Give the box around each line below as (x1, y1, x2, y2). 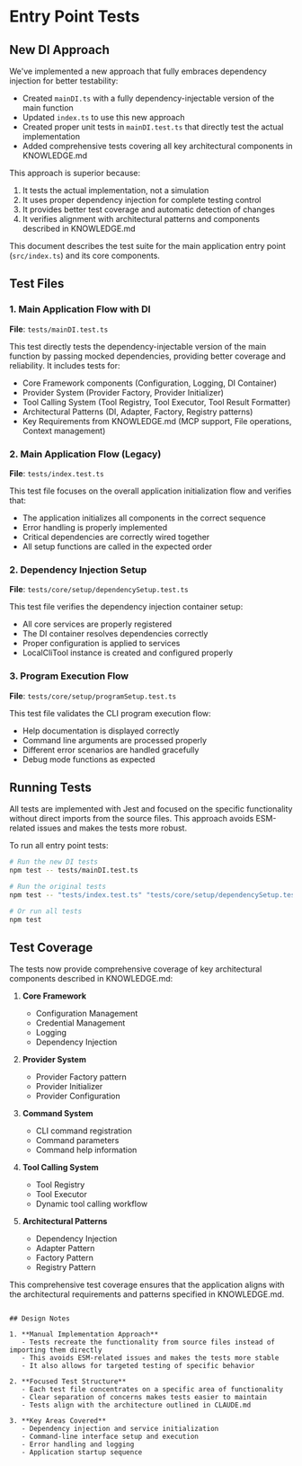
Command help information (35, 1144, 138, 1156)
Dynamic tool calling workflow (35, 1198, 148, 1210)
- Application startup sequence (21, 1448, 143, 1457)
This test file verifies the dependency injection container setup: (9, 601, 244, 612)
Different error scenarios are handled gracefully (22, 744, 200, 755)
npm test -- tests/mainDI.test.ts (9, 866, 139, 875)
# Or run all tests (9, 906, 83, 916)
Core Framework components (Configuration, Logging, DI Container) (22, 378, 277, 388)
